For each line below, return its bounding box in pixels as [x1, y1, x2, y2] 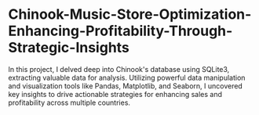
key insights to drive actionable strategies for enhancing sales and [8, 89, 222, 99]
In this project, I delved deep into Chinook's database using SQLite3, [8, 64, 230, 74]
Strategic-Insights [8, 39, 129, 56]
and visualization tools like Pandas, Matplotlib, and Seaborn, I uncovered [8, 81, 243, 91]
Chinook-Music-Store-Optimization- [8, 5, 252, 23]
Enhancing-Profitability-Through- [8, 22, 233, 40]
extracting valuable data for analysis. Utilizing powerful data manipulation [8, 73, 246, 82]
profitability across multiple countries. [8, 98, 131, 107]
